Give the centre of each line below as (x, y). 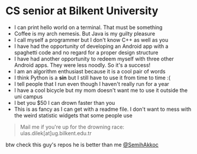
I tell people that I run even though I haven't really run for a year (92, 84)
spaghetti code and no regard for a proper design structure (86, 52)
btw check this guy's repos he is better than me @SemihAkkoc (82, 145)
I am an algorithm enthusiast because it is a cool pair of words (90, 71)
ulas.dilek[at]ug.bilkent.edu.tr (56, 133)
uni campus (28, 97)
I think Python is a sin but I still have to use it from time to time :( (92, 78)
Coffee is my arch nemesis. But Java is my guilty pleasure (85, 33)
